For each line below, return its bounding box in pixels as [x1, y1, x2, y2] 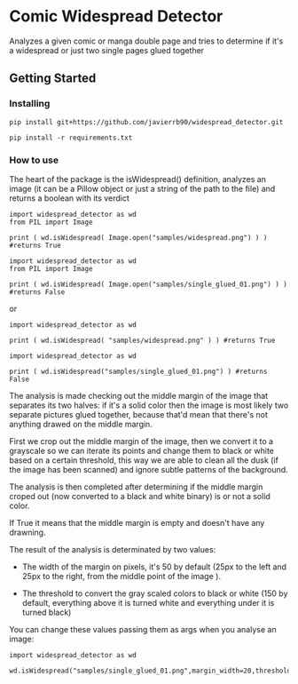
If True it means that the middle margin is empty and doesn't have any [9, 517, 265, 528]
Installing [9, 98, 51, 110]
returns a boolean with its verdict [9, 193, 130, 203]
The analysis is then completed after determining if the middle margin [9, 481, 263, 492]
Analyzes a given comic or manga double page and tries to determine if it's [9, 36, 284, 46]
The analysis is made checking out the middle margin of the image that [9, 390, 269, 401]
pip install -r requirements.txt [9, 133, 133, 142]
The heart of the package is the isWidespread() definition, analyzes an [9, 173, 266, 184]
